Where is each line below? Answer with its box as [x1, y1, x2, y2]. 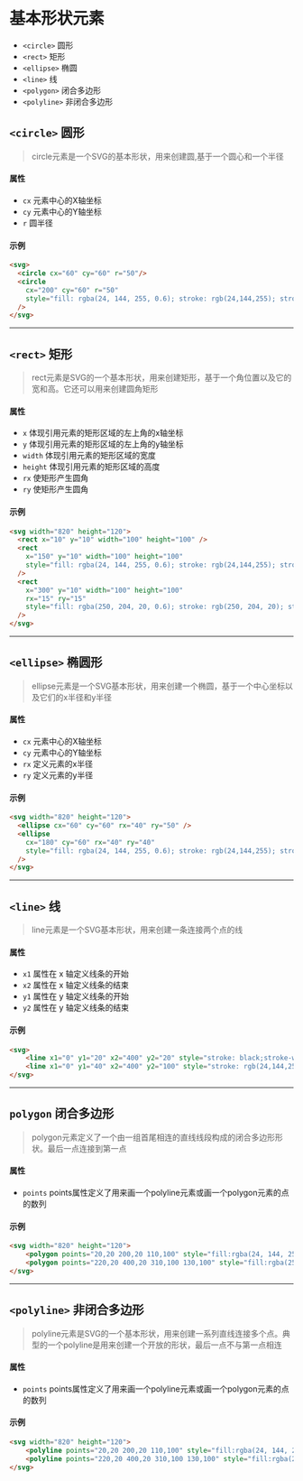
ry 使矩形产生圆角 [22, 484, 89, 495]
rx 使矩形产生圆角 [22, 473, 89, 484]
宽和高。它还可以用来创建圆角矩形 [31, 384, 159, 394]
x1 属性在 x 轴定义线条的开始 [22, 968, 129, 979]
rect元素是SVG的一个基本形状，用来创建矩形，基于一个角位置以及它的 [31, 372, 292, 384]
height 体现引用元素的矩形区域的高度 [22, 461, 161, 472]
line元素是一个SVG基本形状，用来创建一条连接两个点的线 [31, 924, 243, 935]
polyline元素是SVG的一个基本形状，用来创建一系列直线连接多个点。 [31, 1328, 282, 1338]
